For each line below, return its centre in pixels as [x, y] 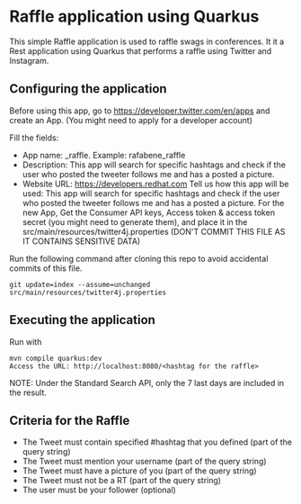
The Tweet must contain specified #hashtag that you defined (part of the [157, 442]
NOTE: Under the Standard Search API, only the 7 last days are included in [147, 382]
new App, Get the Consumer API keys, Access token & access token [149, 212]
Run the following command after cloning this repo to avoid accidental [139, 258]
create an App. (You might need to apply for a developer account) [131, 120]
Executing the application [82, 320]
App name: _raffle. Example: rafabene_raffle [104, 155]
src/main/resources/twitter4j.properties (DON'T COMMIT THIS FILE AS [154, 231]
